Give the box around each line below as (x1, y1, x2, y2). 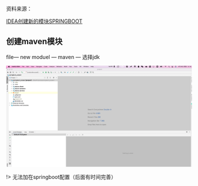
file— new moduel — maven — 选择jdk (6, 53, 100, 60)
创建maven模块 (6, 37, 63, 47)
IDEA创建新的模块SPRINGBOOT (6, 18, 82, 25)
